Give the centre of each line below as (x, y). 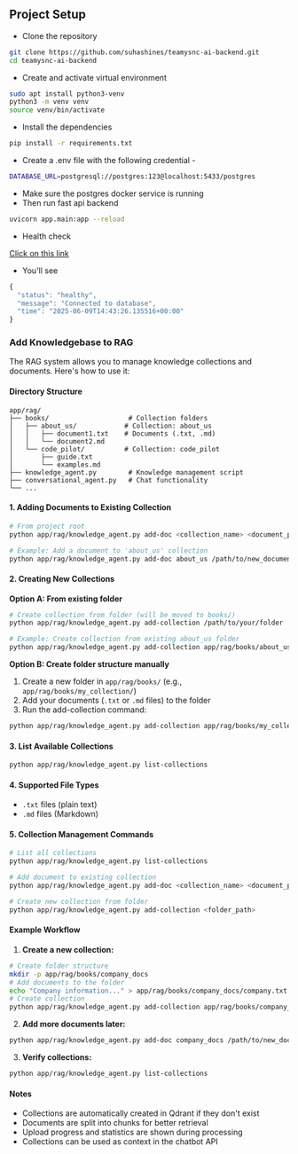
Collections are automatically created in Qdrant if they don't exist (141, 1113)
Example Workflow (45, 930)
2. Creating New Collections (62, 578)
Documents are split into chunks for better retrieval (115, 1123)
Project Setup (48, 15)
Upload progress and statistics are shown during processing (132, 1132)
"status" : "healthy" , (57, 295)
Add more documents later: (74, 1024)
